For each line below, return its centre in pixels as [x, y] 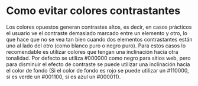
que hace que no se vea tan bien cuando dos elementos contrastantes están [99, 39]
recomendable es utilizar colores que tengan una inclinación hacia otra [92, 51]
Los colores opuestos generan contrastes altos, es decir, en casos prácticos [99, 27]
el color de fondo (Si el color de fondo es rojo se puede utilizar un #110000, [98, 70]
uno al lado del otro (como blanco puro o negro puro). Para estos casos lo [96, 46]
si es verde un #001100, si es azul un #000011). [64, 77]
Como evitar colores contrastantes [93, 11]
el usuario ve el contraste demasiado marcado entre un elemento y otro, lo [97, 33]
